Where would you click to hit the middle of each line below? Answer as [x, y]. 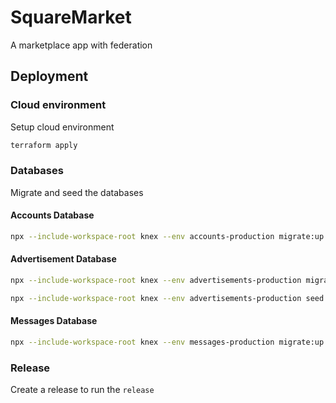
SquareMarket [71, 17]
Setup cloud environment [62, 127]
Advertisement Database [63, 259]
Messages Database [54, 321]
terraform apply [44, 145]
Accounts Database [52, 215]
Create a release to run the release [82, 390]
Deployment [49, 76]
